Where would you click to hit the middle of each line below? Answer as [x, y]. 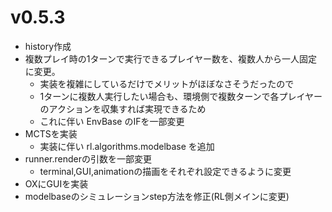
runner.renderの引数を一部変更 [88, 158]
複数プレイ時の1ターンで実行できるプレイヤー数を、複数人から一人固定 [171, 58]
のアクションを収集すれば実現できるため [123, 108]
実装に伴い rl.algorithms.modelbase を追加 [127, 146]
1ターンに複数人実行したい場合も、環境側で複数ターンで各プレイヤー [181, 96]
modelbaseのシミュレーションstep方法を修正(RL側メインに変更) [157, 196]
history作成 [48, 46]
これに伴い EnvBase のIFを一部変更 [112, 121]
